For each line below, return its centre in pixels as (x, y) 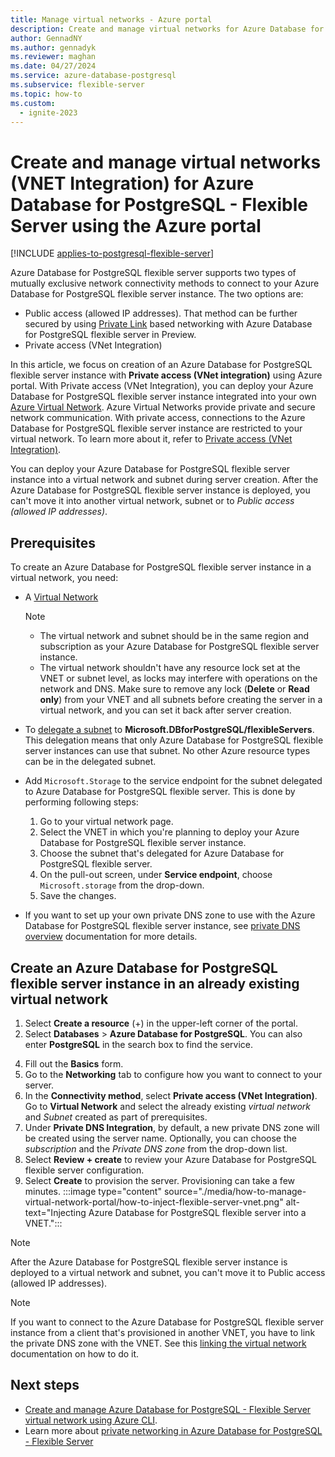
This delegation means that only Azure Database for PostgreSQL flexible (174, 740)
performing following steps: (81, 802)
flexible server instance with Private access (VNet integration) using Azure (166, 375)
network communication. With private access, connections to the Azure (158, 418)
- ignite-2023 (48, 112)
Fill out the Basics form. (74, 1063)
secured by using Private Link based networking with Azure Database (168, 324)
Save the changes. (78, 896)
